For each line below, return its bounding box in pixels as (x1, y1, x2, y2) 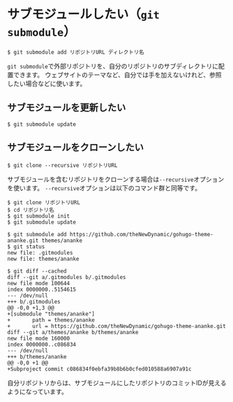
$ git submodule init (7, 213, 70, 220)
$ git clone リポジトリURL (7, 199, 80, 206)
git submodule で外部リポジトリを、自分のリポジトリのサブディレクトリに (7, 62, 219, 70)
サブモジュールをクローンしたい (7, 141, 144, 154)
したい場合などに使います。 (7, 79, 87, 87)
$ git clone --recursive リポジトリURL (7, 161, 118, 168)
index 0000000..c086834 (7, 340, 77, 348)
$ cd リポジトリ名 (7, 206, 54, 213)
